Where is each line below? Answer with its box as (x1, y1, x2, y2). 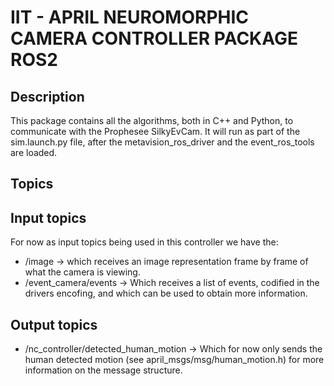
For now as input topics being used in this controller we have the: (10, 236, 279, 248)
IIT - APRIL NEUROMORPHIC (10, 6, 250, 29)
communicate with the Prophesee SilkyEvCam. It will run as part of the (10, 126, 301, 137)
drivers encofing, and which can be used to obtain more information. (24, 287, 308, 300)
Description (10, 88, 85, 105)
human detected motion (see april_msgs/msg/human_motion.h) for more (24, 354, 325, 366)
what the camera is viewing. (24, 266, 141, 278)
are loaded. (10, 147, 58, 158)
